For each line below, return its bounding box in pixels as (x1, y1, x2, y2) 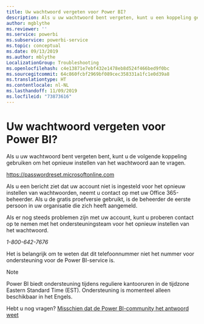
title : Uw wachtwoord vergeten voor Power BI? (6, 8, 126, 15)
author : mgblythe (6, 20, 50, 26)
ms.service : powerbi (6, 32, 59, 38)
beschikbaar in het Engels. (6, 292, 73, 300)
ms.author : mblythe (6, 54, 56, 60)
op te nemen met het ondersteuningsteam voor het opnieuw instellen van (6, 220, 189, 228)
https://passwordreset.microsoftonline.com (6, 170, 115, 178)
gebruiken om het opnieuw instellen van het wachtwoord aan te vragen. (6, 159, 186, 166)
